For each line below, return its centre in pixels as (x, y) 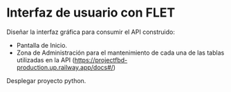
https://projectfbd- (101, 59)
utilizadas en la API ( (46, 59)
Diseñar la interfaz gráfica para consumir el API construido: (91, 32)
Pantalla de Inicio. (41, 45)
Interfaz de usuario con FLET (91, 13)
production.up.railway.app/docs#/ (65, 67)
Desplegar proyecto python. (46, 80)
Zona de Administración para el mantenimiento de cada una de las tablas (120, 53)
